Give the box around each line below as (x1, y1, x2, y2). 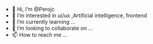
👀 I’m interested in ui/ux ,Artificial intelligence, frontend (11, 12, 148, 19)
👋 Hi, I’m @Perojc (11, 6, 55, 12)
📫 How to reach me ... (11, 32, 68, 38)
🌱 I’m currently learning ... (11, 18, 76, 25)
